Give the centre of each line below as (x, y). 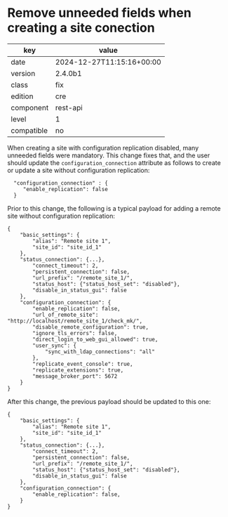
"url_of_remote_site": (66, 315)
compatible (29, 130)
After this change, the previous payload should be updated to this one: (109, 401)
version (23, 73)
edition (22, 96)
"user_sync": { (55, 346)
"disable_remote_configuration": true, (91, 327)
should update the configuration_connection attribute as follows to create (114, 162)
